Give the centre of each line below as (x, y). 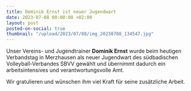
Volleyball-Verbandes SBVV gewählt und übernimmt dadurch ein (86, 64)
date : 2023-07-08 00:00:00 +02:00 (49, 17)
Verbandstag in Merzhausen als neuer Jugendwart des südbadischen (92, 57)
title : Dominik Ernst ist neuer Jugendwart (61, 12)
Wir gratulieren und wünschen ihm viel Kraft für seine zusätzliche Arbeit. (96, 82)
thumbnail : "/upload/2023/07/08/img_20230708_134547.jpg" (80, 34)
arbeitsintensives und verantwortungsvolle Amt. (65, 70)
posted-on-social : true (36, 28)
